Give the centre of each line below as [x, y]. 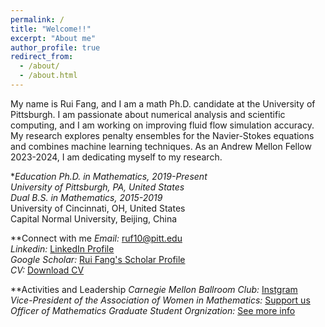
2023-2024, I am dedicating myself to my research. [116, 157]
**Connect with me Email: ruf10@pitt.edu [96, 238]
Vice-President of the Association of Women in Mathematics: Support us [160, 300]
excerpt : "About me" [53, 38]
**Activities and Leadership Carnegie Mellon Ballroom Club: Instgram [154, 289]
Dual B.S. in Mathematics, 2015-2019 [86, 197]
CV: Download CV [47, 270]
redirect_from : [42, 57]
